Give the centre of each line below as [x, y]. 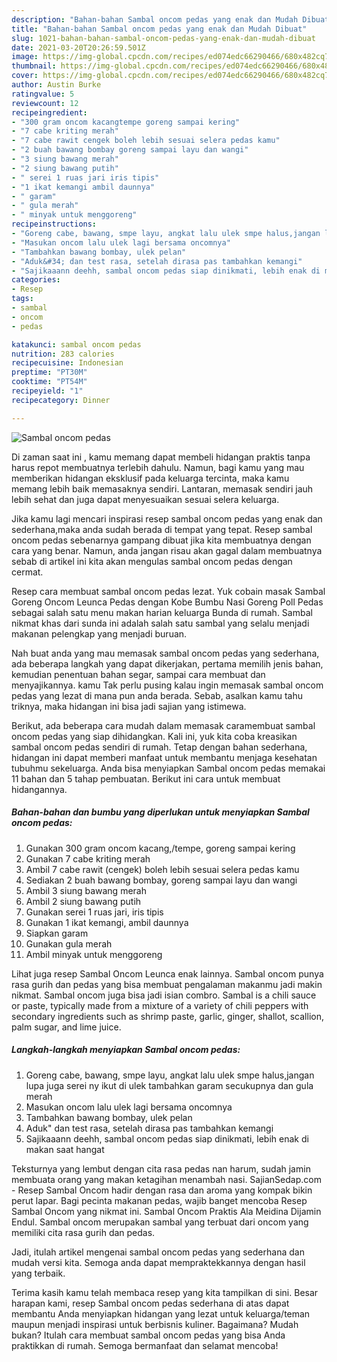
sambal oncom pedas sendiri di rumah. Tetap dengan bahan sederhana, [159, 747]
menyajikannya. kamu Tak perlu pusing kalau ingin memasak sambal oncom [167, 685]
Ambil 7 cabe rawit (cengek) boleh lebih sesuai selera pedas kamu [162, 869]
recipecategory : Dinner [61, 400]
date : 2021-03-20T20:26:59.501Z [78, 47]
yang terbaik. [38, 1273]
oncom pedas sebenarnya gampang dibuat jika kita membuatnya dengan [161, 540]
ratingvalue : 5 [43, 94]
